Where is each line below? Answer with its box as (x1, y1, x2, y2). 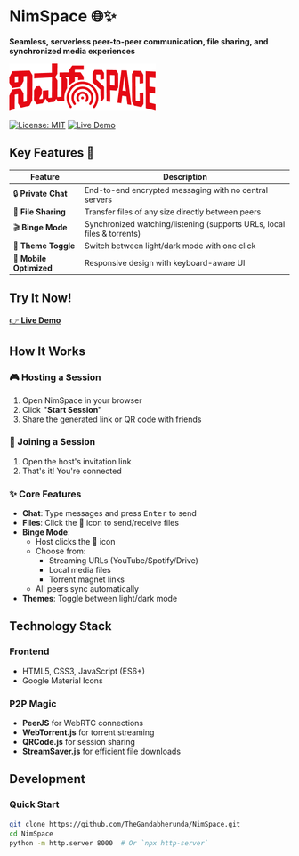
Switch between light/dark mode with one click (84, 240, 256, 251)
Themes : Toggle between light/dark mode (21, 594, 178, 604)
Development (9, 771, 86, 787)
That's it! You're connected (21, 465, 122, 476)
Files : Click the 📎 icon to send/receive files (21, 518, 180, 529)
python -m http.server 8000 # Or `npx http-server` (9, 838, 209, 847)
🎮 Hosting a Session (9, 371, 101, 384)
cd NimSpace (9, 829, 53, 838)
